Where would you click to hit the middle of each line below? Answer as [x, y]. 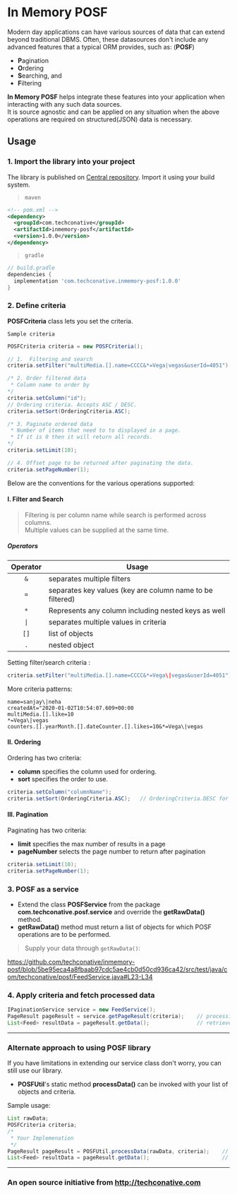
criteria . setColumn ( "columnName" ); [60, 792]
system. [19, 184]
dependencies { [30, 274]
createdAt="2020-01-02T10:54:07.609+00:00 [71, 708]
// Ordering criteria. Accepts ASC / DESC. [72, 404]
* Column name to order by [50, 385]
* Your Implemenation [42, 1138]
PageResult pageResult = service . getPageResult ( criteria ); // [105, 1017]
